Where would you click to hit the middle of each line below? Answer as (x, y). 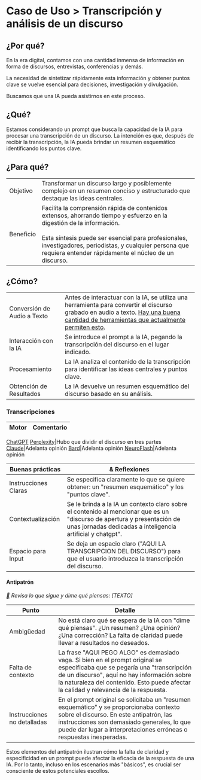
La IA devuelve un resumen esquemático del (127, 386)
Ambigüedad (27, 631)
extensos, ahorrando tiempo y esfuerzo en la (104, 215)
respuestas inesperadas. (93, 737)
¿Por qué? (25, 46)
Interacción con (31, 341)
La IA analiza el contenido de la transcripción (128, 362)
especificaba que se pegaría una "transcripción (125, 667)
